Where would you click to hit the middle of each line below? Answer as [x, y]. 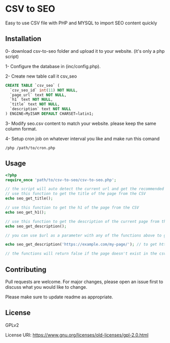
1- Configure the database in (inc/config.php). [53, 66]
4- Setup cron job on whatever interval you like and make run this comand [82, 139]
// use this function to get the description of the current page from [82, 221]
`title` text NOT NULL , [35, 105]
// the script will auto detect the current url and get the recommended [85, 189]
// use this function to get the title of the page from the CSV [75, 194]
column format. [21, 129]
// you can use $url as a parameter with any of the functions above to [83, 235]
